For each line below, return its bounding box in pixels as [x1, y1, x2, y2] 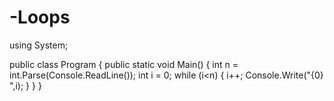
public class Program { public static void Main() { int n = [9, 58, 239, 70]
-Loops [9, 6, 71, 29]
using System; [9, 39, 69, 51]
